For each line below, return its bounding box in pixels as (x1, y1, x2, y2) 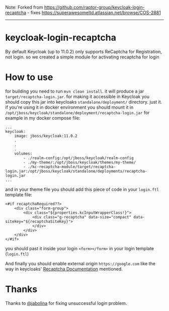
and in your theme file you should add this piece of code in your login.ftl (5, 186, 159, 192)
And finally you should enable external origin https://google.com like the (5, 260, 156, 266)
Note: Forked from (5, 5, 44, 10)
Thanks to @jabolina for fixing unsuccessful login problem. (5, 300, 127, 306)
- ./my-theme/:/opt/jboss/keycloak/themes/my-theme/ (23, 160, 136, 165)
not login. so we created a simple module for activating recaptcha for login (5, 54, 159, 60)
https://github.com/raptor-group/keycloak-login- (44, 5, 145, 10)
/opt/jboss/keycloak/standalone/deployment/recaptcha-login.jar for (5, 109, 150, 115)
